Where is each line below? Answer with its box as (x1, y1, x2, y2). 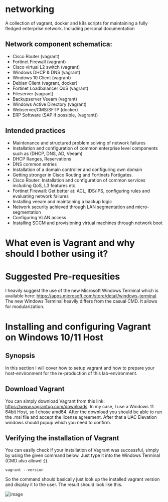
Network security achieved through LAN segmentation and (12, 204, 134, 210)
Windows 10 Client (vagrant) (12, 74, 71, 81)
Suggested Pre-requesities (5, 271, 120, 282)
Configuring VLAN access (12, 214, 67, 220)
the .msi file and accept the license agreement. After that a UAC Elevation (5, 414, 157, 420)
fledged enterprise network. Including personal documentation (5, 25, 135, 31)
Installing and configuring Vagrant (5, 321, 151, 332)
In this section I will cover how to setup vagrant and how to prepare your (5, 365, 154, 371)
